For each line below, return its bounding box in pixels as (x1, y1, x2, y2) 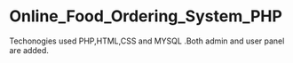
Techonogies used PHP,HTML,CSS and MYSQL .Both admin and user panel (9, 35, 285, 46)
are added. (9, 44, 49, 55)
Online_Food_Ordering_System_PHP (9, 6, 282, 27)
